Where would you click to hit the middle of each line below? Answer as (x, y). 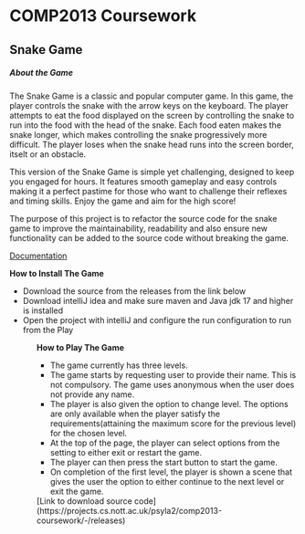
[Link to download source (84, 501)
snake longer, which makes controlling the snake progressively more (138, 134)
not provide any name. (92, 394)
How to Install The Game (57, 273)
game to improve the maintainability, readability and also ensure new (138, 228)
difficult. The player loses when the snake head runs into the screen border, (152, 144)
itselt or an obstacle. (48, 154)
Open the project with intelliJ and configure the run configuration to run (157, 319)
